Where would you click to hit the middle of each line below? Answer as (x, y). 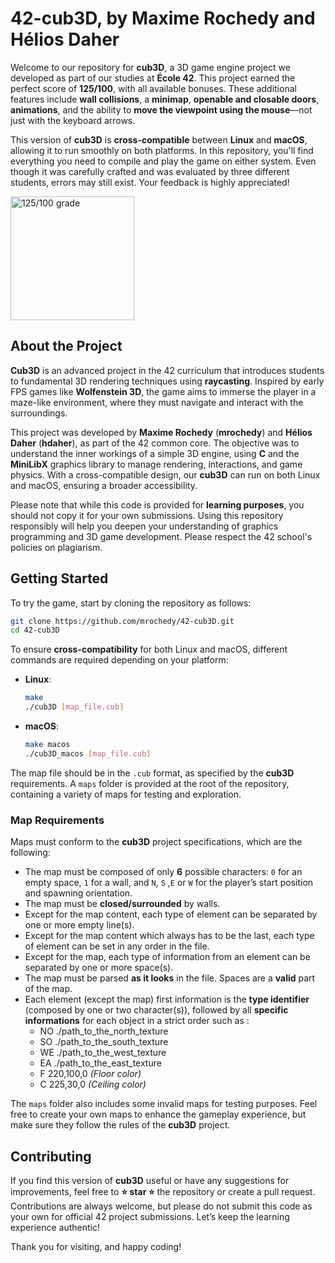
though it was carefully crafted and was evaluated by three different (150, 171)
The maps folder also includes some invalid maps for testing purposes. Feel (164, 1104)
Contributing (51, 1156)
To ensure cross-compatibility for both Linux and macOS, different (149, 649)
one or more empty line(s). (79, 925)
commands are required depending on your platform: (119, 660)
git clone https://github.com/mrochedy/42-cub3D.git (122, 621)
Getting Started (59, 578)
